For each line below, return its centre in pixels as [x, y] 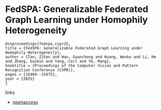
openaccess [25, 102]
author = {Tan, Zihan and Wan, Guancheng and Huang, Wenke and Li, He [81, 57]
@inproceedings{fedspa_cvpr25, [38, 43]
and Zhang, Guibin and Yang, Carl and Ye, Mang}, [58, 61]
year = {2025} [20, 78]
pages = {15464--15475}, [31, 74]
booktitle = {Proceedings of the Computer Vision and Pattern [72, 65]
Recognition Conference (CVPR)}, [40, 70]
